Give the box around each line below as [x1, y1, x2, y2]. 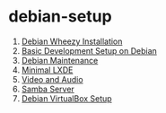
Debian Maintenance [21, 55, 99, 65]
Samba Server [21, 83, 75, 94]
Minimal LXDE [21, 65, 74, 75]
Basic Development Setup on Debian [21, 45, 158, 56]
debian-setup [8, 6, 113, 27]
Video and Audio [21, 74, 83, 84]
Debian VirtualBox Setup [21, 92, 113, 104]
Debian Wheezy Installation [21, 36, 123, 47]
